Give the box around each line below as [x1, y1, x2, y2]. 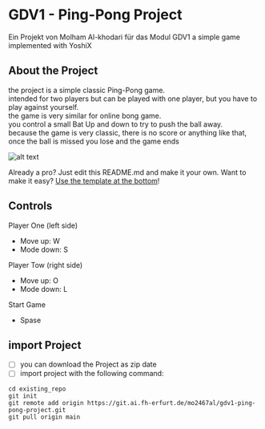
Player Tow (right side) [8, 260, 83, 269]
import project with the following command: [19, 369, 164, 378]
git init [8, 391, 38, 400]
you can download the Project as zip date [19, 359, 158, 370]
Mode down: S [19, 245, 68, 254]
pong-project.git [8, 406, 66, 414]
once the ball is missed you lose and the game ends [8, 136, 180, 146]
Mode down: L [19, 284, 68, 293]
